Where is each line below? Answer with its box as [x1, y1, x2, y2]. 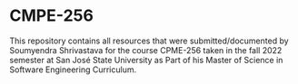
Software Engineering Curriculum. [9, 64, 137, 75]
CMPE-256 [9, 5, 94, 26]
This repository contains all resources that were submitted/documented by [9, 35, 289, 46]
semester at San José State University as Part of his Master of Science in [9, 54, 283, 65]
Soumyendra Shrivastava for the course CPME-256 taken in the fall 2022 [9, 44, 283, 55]
